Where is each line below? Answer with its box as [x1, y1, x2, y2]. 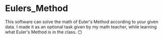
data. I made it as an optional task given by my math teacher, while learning [5, 24, 157, 29]
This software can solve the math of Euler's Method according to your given [5, 19, 159, 25]
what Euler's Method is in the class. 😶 [5, 29, 82, 35]
